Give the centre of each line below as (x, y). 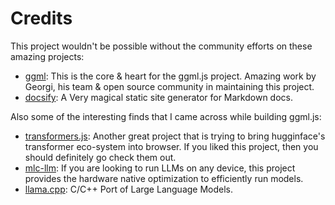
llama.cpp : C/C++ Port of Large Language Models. (129, 189)
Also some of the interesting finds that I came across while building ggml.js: (166, 116)
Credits (41, 18)
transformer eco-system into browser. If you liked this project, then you (171, 146)
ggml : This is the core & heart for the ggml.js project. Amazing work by (170, 76)
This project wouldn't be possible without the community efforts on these (161, 46)
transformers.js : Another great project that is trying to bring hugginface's (175, 136)
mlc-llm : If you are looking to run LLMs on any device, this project (160, 168)
